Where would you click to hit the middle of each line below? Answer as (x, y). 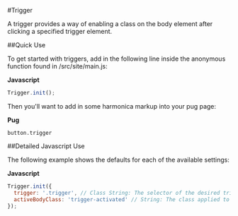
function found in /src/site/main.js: (57, 66)
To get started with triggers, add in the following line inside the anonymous (117, 59)
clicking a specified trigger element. (60, 31)
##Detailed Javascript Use (46, 146)
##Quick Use (27, 45)
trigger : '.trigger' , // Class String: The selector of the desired (117, 193)
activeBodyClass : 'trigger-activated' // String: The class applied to (122, 199)
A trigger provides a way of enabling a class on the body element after (110, 24)
